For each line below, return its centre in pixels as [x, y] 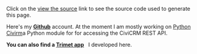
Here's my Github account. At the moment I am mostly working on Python [98, 27]
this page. [19, 15]
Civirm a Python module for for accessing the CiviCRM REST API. [87, 33]
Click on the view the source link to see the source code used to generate [98, 9]
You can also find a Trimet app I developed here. [69, 45]
